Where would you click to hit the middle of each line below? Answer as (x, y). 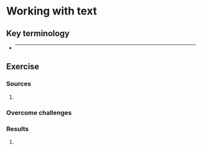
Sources (19, 84)
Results (17, 129)
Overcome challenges (39, 113)
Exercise (23, 67)
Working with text (52, 11)
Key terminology (38, 33)
